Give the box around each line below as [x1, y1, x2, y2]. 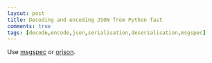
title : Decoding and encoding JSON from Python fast [7, 16, 163, 23]
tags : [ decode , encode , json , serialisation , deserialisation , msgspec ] [7, 29, 206, 36]
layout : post [7, 10, 45, 17]
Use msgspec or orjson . [7, 48, 76, 56]
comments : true [7, 23, 51, 29]
